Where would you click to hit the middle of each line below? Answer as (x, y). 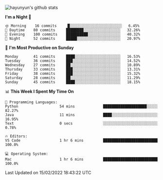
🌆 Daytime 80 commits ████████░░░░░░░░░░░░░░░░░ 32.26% (72, 30)
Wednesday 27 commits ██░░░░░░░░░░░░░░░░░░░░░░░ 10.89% (72, 65)
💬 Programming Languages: (31, 102)
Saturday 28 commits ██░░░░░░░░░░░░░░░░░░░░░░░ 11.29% (72, 78)
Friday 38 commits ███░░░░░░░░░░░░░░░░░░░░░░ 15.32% (72, 73)
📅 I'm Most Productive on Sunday (39, 48)
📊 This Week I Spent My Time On (39, 91)
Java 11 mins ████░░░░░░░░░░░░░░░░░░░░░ (81, 115)
